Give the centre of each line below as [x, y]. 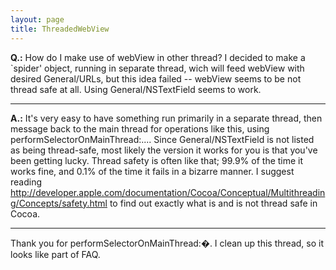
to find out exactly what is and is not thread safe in [213, 203]
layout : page [37, 19]
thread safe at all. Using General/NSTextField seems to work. [136, 89]
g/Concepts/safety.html [59, 203]
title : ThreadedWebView [60, 29]
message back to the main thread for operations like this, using [140, 128]
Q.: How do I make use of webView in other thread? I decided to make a [158, 57]
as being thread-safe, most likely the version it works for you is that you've [164, 150]
